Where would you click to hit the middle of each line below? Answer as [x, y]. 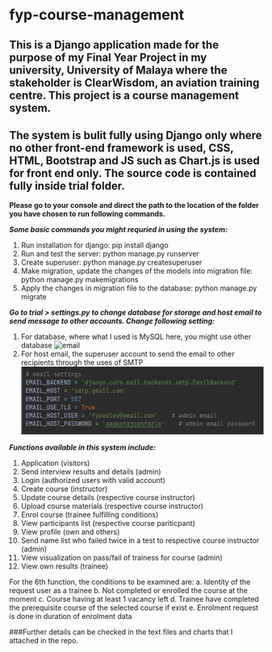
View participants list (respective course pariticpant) [108, 523]
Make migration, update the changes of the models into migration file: [137, 271]
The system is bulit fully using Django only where [136, 135]
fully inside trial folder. [67, 186]
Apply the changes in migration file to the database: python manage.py [139, 288]
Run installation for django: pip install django [94, 245]
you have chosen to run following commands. [88, 214]
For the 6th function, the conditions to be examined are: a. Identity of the [130, 582]
